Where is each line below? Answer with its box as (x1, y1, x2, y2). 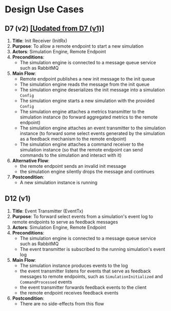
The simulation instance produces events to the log (19, 262, 129, 268)
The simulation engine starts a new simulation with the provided (19, 98, 155, 104)
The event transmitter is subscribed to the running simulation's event (19, 246, 165, 252)
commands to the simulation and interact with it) (19, 152, 122, 158)
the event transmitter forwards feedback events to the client (19, 284, 147, 290)
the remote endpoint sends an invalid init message (19, 163, 126, 169)
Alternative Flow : (12, 158, 50, 164)
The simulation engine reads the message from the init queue (19, 81, 149, 87)
